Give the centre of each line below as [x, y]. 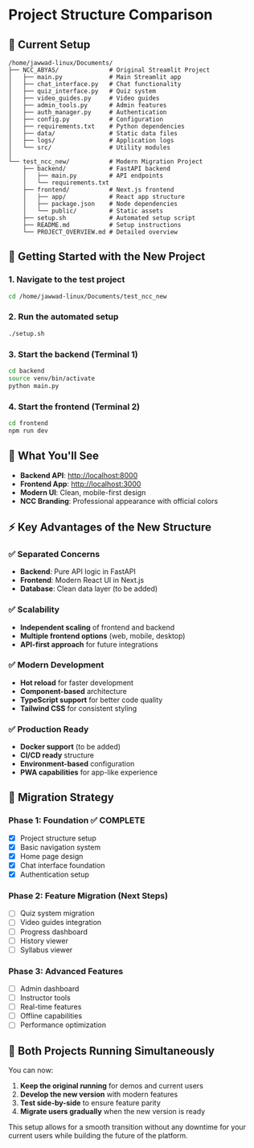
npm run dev [28, 431]
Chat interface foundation [63, 865]
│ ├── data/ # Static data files [93, 134]
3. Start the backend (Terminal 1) [73, 354]
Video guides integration [61, 923]
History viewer [44, 940]
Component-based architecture [73, 691]
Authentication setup [55, 874]
